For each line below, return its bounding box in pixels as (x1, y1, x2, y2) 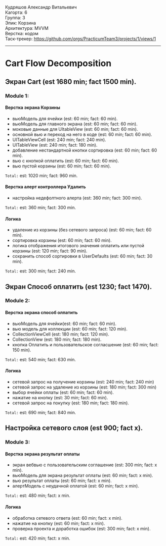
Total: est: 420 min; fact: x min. (5, 535, 71, 541)
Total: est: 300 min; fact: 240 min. (5, 268, 76, 274)
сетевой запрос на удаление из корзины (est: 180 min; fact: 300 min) (12, 384, 157, 390)
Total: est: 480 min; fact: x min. (5, 492, 71, 498)
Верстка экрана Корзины (5, 105, 61, 110)
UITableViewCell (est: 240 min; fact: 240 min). (12, 136, 106, 143)
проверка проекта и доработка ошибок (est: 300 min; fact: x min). (12, 525, 151, 532)
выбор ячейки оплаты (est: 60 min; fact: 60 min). (12, 389, 114, 395)
